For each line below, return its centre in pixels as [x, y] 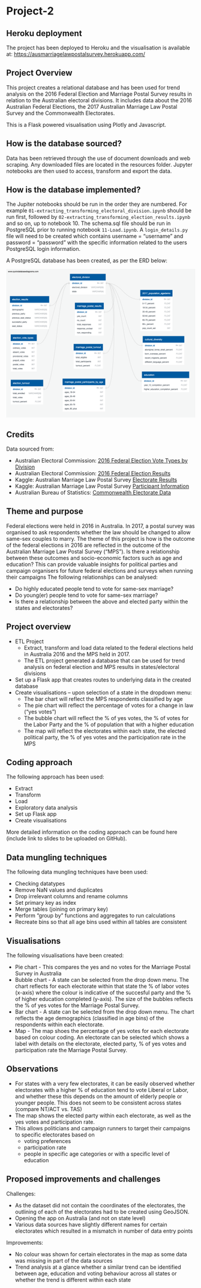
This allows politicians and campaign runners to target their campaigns [103, 1128]
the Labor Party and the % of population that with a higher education [109, 724]
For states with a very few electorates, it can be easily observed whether [105, 1083]
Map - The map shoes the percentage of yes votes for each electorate [102, 1031]
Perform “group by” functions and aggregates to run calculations [95, 916]
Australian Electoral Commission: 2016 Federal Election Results [93, 473]
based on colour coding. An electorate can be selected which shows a [102, 1037]
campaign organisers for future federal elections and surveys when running [100, 570]
